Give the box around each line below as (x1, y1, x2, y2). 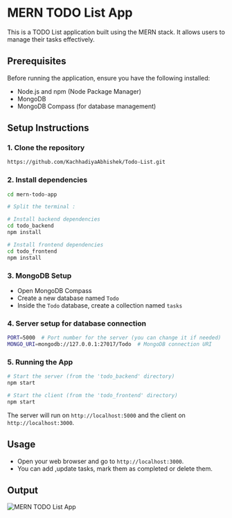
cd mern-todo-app (7, 191, 57, 198)
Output (7, 484, 38, 496)
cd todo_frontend (7, 248, 57, 255)
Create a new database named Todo (17, 294, 119, 302)
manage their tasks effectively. (7, 35, 95, 43)
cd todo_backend (7, 222, 54, 230)
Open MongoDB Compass (17, 286, 92, 294)
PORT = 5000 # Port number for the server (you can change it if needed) (7, 335, 222, 342)
